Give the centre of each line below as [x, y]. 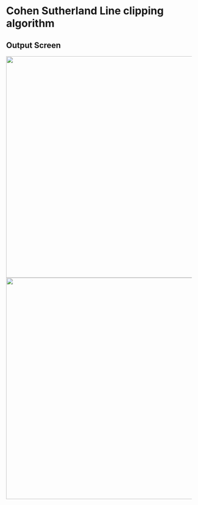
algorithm [30, 23]
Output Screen [34, 45]
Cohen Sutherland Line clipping [85, 11]
